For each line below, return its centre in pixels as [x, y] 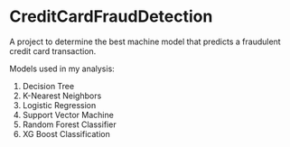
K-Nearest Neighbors [62, 96]
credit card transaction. [53, 51]
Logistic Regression [59, 105]
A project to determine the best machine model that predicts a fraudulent [145, 41]
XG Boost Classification [66, 133]
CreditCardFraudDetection [111, 17]
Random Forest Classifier [69, 124]
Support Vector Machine [68, 115]
